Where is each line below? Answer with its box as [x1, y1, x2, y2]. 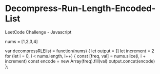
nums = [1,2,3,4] [5, 38, 38, 44]
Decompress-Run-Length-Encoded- [5, 3, 156, 14]
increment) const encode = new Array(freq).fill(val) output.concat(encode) [5, 58, 155, 64]
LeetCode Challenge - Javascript [5, 29, 72, 35]
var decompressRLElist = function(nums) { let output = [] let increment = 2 [5, 48, 155, 54]
